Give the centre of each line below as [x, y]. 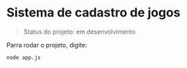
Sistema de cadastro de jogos [93, 13]
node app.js [24, 57]
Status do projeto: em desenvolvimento [79, 32]
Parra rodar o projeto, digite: [47, 45]
